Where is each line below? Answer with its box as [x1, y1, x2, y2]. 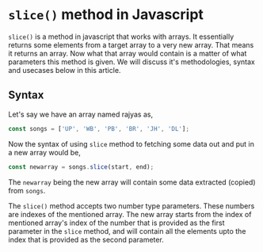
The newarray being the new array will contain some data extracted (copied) [8, 177, 256, 187]
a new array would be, [8, 147, 82, 157]
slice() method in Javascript [8, 6, 204, 24]
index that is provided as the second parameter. [8, 235, 164, 244]
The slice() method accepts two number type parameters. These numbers [8, 200, 255, 211]
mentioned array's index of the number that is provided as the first [8, 218, 225, 227]
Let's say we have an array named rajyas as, [8, 109, 153, 119]
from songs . [8, 185, 46, 195]
